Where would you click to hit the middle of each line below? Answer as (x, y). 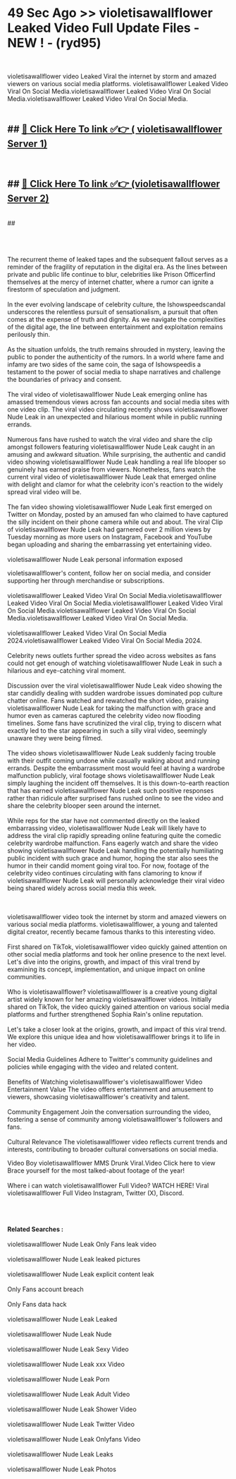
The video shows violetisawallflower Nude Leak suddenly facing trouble (112, 753)
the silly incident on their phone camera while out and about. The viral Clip (115, 522)
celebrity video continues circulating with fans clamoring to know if (105, 873)
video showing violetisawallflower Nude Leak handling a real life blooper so (117, 462)
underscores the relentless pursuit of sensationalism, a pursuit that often (113, 311)
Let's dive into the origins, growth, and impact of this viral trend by (104, 962)
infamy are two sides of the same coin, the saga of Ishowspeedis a (104, 364)
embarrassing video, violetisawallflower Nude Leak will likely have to (107, 828)
